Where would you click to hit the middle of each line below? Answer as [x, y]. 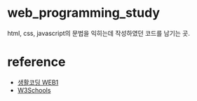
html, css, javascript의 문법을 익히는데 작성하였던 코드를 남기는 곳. [99, 33]
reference [36, 62]
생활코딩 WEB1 [38, 82]
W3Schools [34, 90]
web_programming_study [83, 13]
